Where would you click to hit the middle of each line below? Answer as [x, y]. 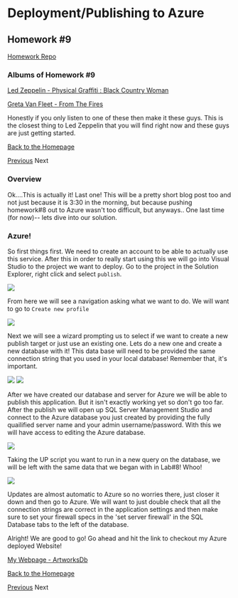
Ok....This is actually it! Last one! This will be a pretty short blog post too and [119, 194]
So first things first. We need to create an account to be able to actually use [118, 251]
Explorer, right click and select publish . [65, 274]
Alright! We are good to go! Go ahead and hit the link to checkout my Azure [117, 538]
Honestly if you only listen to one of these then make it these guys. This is [115, 118]
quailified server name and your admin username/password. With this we [114, 424]
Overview [25, 179]
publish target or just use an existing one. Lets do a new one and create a [115, 343]
